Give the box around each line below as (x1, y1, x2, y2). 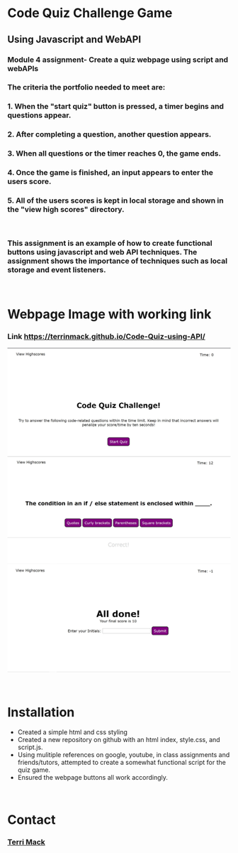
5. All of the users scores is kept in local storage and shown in (7, 195, 225, 205)
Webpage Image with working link (7, 306, 212, 322)
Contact (7, 812, 56, 828)
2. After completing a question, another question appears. (7, 129, 212, 139)
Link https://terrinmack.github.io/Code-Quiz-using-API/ (7, 331, 205, 341)
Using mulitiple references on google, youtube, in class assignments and (17, 751, 230, 759)
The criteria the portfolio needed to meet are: (7, 82, 166, 92)
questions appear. (7, 110, 72, 120)
